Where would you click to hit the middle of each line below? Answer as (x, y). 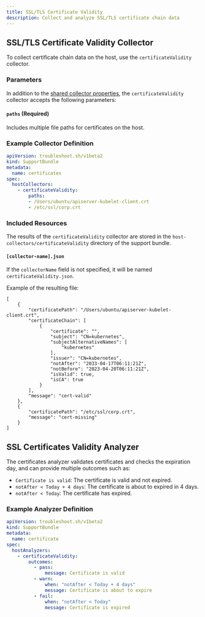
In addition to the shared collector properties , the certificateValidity (95, 93)
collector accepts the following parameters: (61, 99)
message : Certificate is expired (88, 607)
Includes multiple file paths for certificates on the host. (75, 127)
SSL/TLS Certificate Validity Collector (80, 43)
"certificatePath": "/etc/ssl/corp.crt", (82, 412)
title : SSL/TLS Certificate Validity (55, 12)
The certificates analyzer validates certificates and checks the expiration (98, 462)
